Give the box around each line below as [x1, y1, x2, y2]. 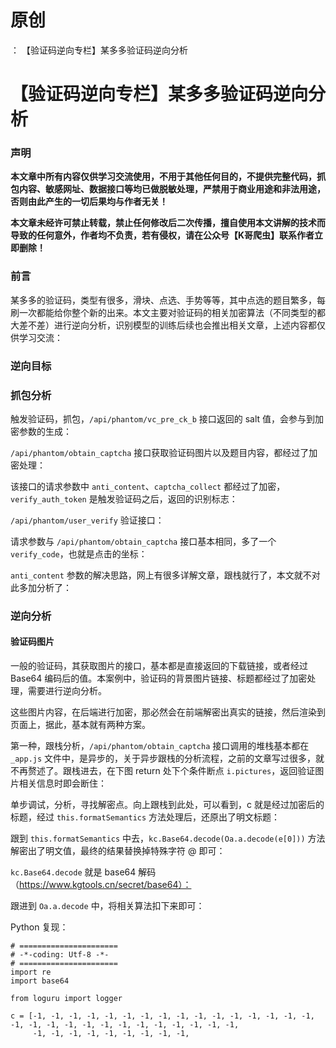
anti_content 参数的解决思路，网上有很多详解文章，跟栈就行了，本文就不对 [10, 569, 321, 581]
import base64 [10, 976, 70, 986]
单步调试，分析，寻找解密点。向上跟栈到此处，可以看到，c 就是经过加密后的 [10, 799, 325, 811]
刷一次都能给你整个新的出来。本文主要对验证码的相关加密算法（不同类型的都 [10, 306, 326, 318]
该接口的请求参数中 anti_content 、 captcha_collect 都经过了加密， [10, 480, 286, 492]
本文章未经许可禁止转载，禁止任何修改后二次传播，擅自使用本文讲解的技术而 [10, 217, 326, 229]
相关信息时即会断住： [18, 777, 107, 790]
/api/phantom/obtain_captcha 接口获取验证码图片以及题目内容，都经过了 [10, 446, 310, 458]
